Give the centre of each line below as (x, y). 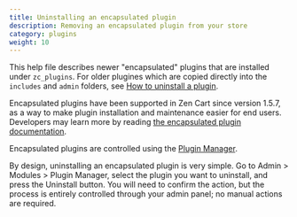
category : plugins (43, 34)
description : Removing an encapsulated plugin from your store (129, 26)
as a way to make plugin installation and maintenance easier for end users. (145, 112)
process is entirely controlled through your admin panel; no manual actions (146, 194)
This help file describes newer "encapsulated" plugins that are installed (140, 67)
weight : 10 (29, 42)
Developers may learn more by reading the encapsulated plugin (125, 122)
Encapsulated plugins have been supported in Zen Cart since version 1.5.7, (145, 104)
